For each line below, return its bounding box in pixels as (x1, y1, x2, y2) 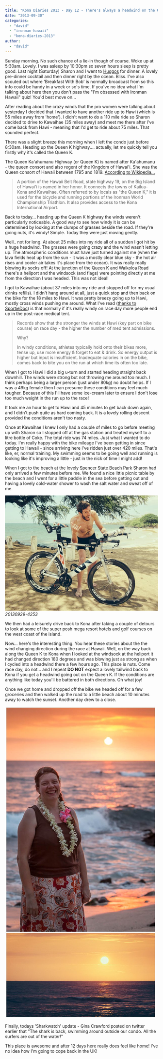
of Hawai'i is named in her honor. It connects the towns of (16, 183, 133, 190)
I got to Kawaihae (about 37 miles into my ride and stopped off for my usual (5, 284, 156, 290)
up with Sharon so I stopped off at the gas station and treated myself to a (5, 429, 151, 435)
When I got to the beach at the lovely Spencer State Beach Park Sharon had (5, 465, 157, 471)
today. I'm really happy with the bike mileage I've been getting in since (5, 440, 146, 446)
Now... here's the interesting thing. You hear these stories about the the (5, 640, 148, 646)
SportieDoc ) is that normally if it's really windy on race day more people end (5, 305, 158, 311)
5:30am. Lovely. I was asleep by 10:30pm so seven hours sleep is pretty (5, 63, 149, 69)
